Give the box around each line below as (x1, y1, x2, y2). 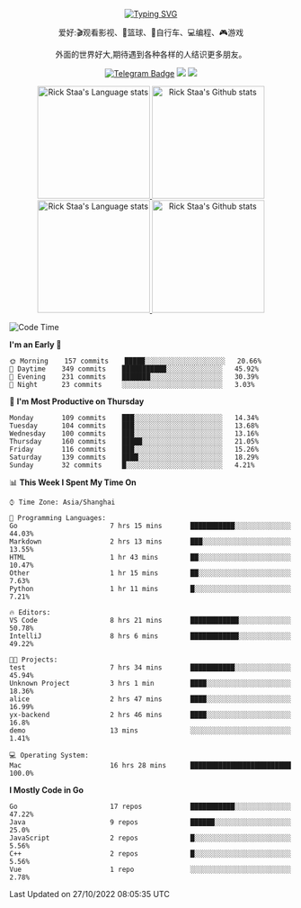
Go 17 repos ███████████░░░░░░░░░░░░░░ (9, 802, 292, 811)
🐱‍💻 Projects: (9, 655, 58, 664)
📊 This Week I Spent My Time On (9, 477, 137, 488)
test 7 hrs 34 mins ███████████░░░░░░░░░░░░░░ (9, 663, 292, 672)
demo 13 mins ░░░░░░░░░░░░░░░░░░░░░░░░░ (9, 726, 292, 735)
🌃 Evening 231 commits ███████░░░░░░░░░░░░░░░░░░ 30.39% (9, 373, 259, 382)
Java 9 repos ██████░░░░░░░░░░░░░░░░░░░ (9, 818, 292, 827)
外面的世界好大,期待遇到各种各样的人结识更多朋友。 (55, 49, 247, 59)
